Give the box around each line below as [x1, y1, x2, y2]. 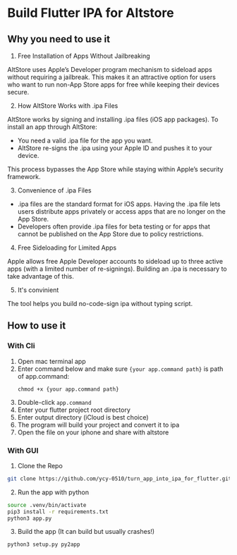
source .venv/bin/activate [7, 501, 87, 508]
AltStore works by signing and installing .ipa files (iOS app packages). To [7, 115, 219, 123]
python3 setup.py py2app [7, 541, 80, 548]
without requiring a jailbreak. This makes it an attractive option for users [7, 73, 217, 81]
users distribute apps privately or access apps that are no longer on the [17, 207, 226, 216]
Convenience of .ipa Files [17, 186, 92, 195]
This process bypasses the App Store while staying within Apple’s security [7, 165, 224, 173]
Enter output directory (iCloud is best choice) [17, 413, 150, 421]
